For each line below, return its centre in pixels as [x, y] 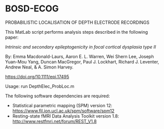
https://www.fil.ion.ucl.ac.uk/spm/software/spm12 [63, 111]
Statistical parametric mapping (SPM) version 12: [62, 105]
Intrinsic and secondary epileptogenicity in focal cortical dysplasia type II [81, 47]
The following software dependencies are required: [58, 96]
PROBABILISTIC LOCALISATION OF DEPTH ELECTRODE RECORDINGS [78, 22]
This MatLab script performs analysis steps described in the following [77, 32]
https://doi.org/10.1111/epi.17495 [37, 76]
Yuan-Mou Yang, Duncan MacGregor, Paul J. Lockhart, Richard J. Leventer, [82, 62]
